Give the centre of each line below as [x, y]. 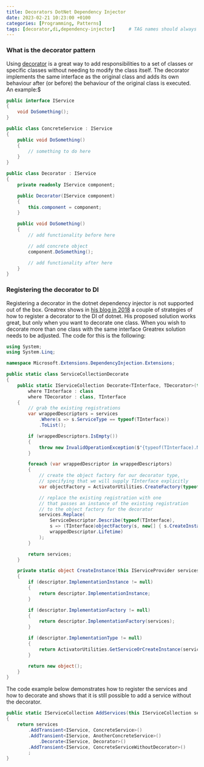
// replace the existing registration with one [100, 498]
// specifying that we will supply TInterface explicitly [114, 481]
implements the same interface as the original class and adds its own [93, 76]
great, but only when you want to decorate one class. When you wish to [96, 322]
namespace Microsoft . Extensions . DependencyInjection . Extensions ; [90, 363]
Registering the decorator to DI [53, 290]
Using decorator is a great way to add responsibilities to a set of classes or [100, 63]
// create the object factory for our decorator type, [110, 476]
